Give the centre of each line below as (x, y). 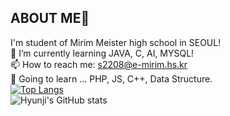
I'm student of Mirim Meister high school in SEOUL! (116, 42)
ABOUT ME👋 (50, 18)
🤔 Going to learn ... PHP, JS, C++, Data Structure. (111, 78)
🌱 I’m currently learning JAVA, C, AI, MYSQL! (102, 53)
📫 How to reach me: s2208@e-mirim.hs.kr (99, 64)
